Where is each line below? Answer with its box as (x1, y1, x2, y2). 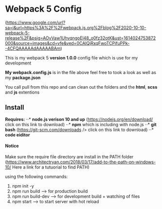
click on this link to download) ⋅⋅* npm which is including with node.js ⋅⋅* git (5, 121, 157, 127)
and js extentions (5, 89, 40, 95)
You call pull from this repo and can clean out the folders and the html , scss (5, 84, 158, 90)
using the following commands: (5, 173, 68, 179)
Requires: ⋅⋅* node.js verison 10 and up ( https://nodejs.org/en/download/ (5, 116, 153, 122)
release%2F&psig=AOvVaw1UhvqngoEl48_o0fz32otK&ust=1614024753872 (5, 35, 156, 41)
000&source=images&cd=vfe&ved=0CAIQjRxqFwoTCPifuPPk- (5, 40, 130, 46)
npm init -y (12, 183, 34, 189)
